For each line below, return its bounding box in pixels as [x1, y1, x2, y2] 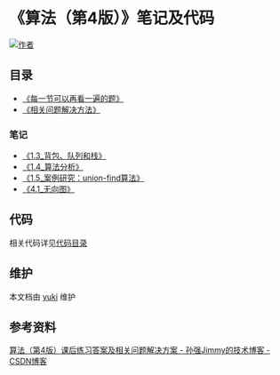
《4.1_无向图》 [21, 184, 76, 195]
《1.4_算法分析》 [21, 162, 84, 172]
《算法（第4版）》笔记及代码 [9, 8, 215, 28]
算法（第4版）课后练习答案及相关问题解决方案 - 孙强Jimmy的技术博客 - [9, 345, 271, 355]
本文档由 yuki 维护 [9, 291, 76, 302]
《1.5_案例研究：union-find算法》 [21, 172, 145, 183]
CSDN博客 [9, 356, 47, 367]
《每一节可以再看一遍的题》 [21, 92, 124, 103]
